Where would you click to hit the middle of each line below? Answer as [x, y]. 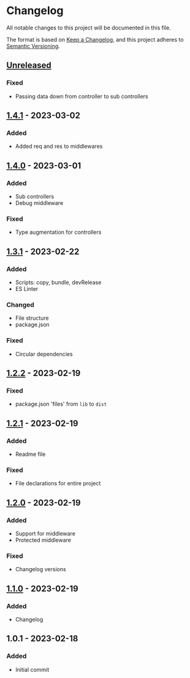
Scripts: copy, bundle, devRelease [58, 282]
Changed [21, 304]
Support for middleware [45, 533]
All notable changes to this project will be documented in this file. [89, 28]
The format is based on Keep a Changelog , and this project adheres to [95, 39]
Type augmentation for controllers [58, 232]
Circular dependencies [44, 354]
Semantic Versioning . [33, 46]
